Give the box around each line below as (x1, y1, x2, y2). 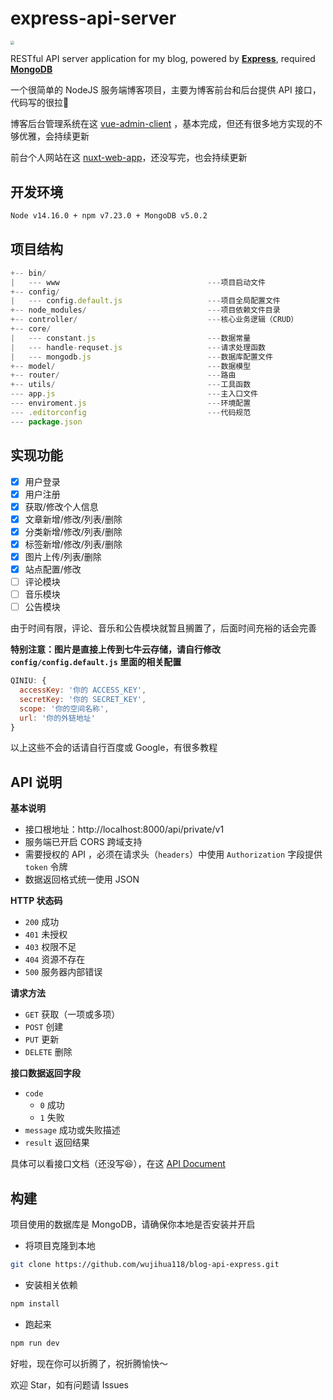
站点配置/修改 (24, 563, 82, 575)
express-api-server (10, 7, 177, 30)
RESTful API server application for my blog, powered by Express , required (10, 53, 316, 65)
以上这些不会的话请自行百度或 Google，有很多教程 (10, 742, 218, 754)
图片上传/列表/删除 (24, 550, 102, 562)
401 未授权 (24, 928, 68, 941)
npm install (10, 1298, 60, 1309)
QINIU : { (10, 676, 47, 686)
